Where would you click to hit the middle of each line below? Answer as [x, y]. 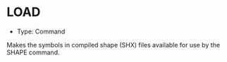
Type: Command [41, 31]
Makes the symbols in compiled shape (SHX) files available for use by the [113, 45]
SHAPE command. [33, 52]
